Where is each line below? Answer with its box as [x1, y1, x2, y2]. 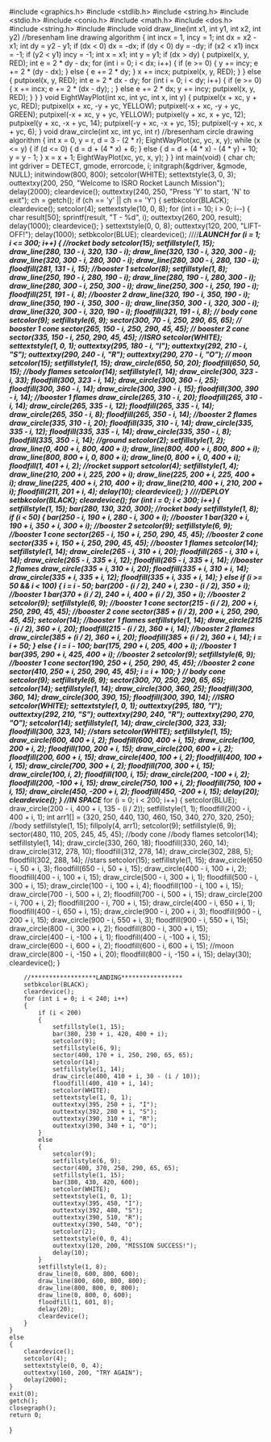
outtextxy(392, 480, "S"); [52, 1207, 144, 1215]
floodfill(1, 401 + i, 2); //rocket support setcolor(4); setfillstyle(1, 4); [9, 461, 240, 470]
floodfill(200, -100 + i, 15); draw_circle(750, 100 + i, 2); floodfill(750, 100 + [9, 778, 263, 787]
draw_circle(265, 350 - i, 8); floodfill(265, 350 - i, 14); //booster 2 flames [9, 410, 257, 419]
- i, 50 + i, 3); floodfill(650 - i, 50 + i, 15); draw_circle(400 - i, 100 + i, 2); [9, 864, 247, 873]
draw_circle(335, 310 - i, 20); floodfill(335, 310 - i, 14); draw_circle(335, [9, 419, 254, 427]
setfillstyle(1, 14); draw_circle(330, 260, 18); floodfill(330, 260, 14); [9, 838, 229, 848]
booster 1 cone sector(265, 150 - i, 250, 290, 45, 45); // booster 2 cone [9, 324, 249, 333]
